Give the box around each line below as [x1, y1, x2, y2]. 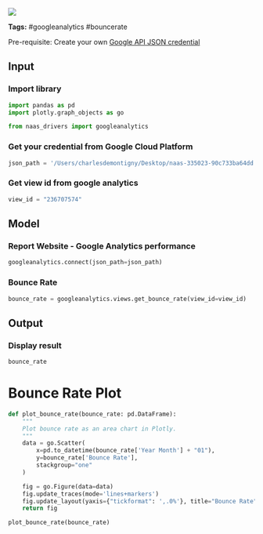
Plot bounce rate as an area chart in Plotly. [22, 424, 177, 433]
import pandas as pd [8, 101, 76, 109]
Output [8, 316, 43, 329]
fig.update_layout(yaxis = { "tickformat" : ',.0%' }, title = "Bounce [22, 497, 236, 505]
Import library [8, 83, 62, 94]
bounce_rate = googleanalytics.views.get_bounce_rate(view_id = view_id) [8, 295, 247, 303]
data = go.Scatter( [22, 439, 86, 447]
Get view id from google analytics [8, 177, 139, 188]
